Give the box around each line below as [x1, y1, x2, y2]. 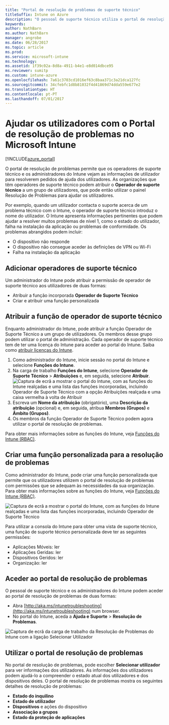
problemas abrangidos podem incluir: [5, 229, 83, 235]
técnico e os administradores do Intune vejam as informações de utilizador [5, 171, 160, 177]
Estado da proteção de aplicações [12, 714, 86, 720]
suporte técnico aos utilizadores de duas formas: [5, 283, 107, 288]
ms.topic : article [5, 45, 44, 50]
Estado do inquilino [12, 693, 54, 699]
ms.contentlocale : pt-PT [5, 92, 57, 97]
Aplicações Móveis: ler [12, 544, 60, 550]
